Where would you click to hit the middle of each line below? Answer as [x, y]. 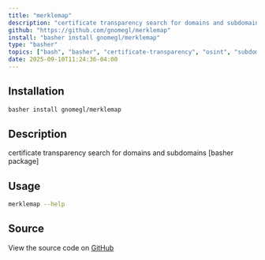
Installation [36, 91]
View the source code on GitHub [61, 247]
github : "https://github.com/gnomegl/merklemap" [90, 30]
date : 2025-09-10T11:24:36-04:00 [63, 60]
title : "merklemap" [40, 15]
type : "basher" [33, 45]
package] [24, 162]
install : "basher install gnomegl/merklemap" [84, 37]
